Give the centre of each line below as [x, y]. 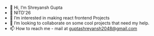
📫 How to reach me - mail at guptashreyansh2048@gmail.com [73, 28]
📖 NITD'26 [20, 13]
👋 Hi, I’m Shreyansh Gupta [36, 8]
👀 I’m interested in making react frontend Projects [60, 18]
